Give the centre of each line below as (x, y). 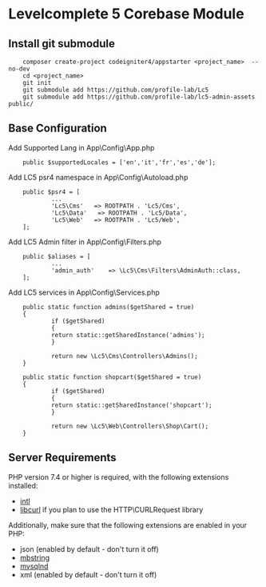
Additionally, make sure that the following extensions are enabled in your (128, 525)
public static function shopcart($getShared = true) (112, 377)
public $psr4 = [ (52, 192)
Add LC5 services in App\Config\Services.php (84, 292)
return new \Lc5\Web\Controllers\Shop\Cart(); (130, 426)
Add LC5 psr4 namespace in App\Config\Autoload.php (98, 177)
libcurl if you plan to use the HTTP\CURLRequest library (111, 509)
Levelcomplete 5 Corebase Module (127, 14)
